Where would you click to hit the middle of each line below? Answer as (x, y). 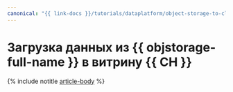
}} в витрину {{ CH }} (130, 62)
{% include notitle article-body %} (56, 81)
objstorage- (181, 47)
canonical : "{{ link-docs (44, 13)
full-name (36, 62)
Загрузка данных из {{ (76, 47)
